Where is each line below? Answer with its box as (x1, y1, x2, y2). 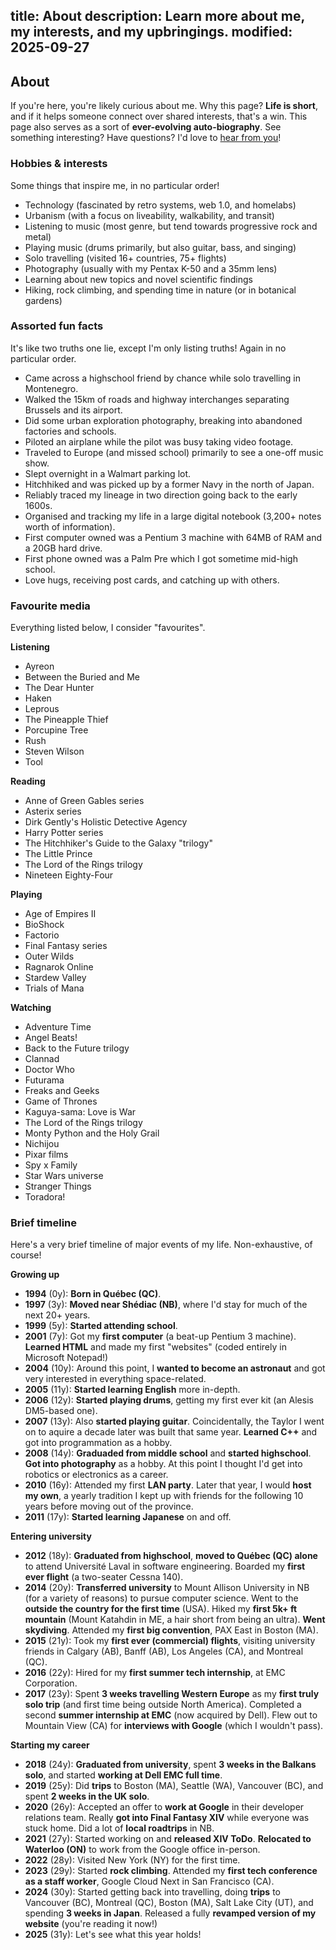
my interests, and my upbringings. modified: (10, 24, 293, 41)
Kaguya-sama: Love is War (24, 1106, 137, 1118)
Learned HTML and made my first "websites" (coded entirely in (24, 1341, 287, 1353)
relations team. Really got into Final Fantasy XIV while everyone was (24, 1812, 310, 1824)
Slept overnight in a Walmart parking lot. (24, 467, 192, 479)
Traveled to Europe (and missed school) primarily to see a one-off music (24, 446, 324, 458)
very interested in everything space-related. (24, 1373, 207, 1385)
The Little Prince (24, 848, 93, 860)
